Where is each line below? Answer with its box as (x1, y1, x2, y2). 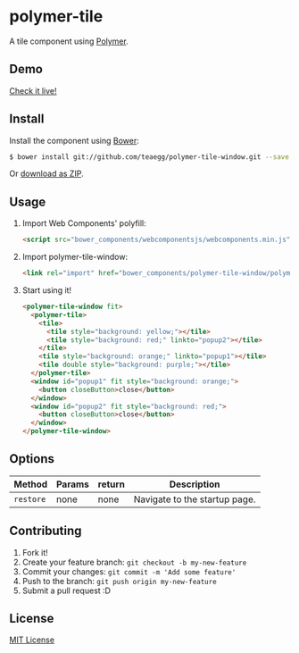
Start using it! (21, 285, 72, 296)
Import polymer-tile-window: (21, 252, 128, 263)
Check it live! (9, 85, 57, 96)
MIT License (9, 634, 55, 645)
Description (169, 478, 220, 490)
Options (9, 451, 55, 466)
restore (13, 494, 46, 504)
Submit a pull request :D (21, 585, 112, 596)
